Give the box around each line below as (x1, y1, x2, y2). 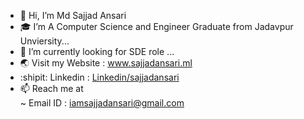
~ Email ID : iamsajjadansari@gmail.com (19, 97, 185, 109)
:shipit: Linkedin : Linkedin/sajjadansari (19, 71, 180, 83)
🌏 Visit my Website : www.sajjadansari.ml (19, 57, 193, 69)
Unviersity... (19, 35, 70, 47)
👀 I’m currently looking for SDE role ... (19, 46, 175, 57)
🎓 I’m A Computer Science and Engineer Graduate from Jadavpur (19, 21, 294, 32)
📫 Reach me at (19, 83, 84, 94)
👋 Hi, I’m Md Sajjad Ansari (19, 10, 127, 21)
